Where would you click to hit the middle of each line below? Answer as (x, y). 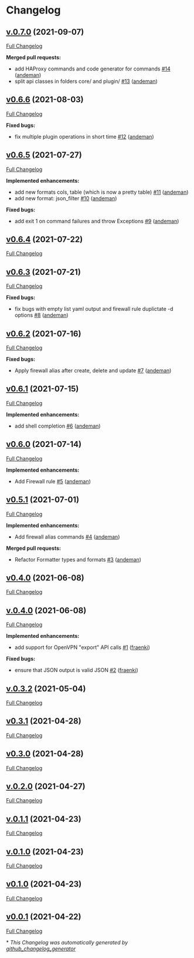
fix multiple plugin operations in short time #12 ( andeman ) (84, 136)
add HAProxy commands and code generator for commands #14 (93, 69)
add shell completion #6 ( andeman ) (57, 426)
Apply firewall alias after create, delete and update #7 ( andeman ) (93, 371)
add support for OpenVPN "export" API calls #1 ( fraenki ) (82, 647)
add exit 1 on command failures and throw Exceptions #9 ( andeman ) (97, 221)
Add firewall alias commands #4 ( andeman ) (67, 537)
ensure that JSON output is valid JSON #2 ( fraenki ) (76, 670)
